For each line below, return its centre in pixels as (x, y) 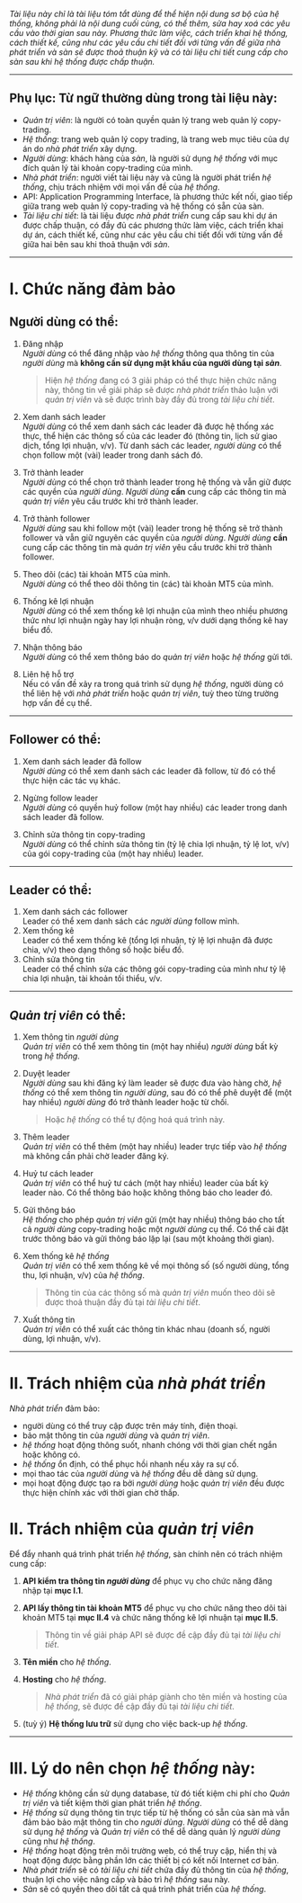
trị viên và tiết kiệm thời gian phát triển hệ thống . (112, 1803)
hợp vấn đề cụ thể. (57, 702)
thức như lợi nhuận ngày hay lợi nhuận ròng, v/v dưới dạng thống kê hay (155, 620)
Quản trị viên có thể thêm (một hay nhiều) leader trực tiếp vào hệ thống (155, 1147)
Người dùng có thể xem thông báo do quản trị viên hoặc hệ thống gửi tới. (157, 657)
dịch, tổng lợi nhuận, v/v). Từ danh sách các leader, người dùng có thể (152, 445)
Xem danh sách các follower (75, 912)
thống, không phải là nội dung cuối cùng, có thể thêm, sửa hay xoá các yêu (150, 23)
